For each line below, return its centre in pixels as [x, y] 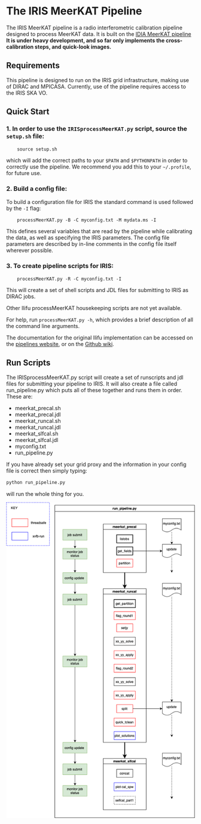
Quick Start [28, 112]
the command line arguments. [43, 326]
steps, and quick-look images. [73, 47]
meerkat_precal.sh [38, 408]
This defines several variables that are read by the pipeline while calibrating [99, 231]
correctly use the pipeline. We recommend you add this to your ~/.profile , [99, 167]
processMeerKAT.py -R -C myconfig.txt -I [69, 279]
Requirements [33, 66]
